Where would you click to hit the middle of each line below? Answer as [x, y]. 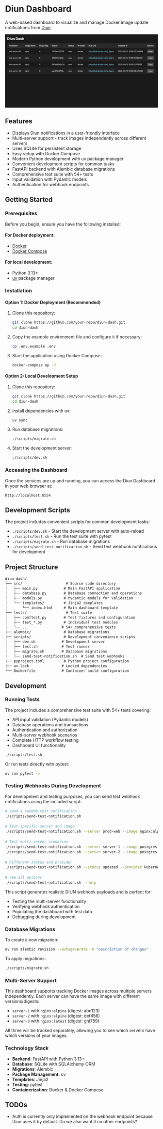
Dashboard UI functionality [39, 745]
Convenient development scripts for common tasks [63, 164]
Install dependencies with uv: [41, 411]
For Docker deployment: [30, 235]
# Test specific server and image [40, 827]
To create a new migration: [32, 940]
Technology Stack [27, 1048]
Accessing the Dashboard [36, 470]
